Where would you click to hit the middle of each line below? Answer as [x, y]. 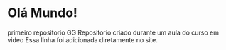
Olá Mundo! [43, 13]
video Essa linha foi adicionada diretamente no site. [82, 39]
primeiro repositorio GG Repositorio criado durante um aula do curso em [113, 32]
